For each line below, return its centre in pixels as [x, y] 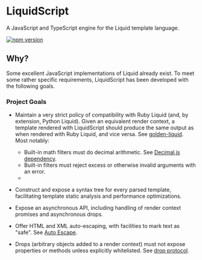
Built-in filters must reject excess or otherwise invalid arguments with [110, 165]
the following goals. [31, 86]
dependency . [40, 159]
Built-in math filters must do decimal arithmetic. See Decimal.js [102, 152]
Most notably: [32, 141]
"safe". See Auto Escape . [46, 232]
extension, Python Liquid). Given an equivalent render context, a [95, 122]
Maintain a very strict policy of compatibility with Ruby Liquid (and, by [102, 115]
